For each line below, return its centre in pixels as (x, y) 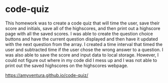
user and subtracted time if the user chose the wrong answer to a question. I (84, 49)
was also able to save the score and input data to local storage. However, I (82, 55)
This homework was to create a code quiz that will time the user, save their (82, 23)
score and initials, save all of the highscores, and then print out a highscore (83, 28)
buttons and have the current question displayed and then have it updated (81, 39)
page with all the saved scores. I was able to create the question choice (79, 33)
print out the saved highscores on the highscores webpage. (67, 65)
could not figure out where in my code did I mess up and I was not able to (81, 60)
